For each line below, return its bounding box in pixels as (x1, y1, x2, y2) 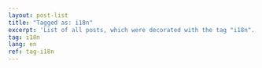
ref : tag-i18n (8, 48, 55, 55)
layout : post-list (8, 11, 68, 20)
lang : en (8, 41, 37, 48)
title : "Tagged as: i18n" (8, 19, 93, 27)
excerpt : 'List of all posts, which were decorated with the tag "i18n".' (8, 26, 259, 34)
